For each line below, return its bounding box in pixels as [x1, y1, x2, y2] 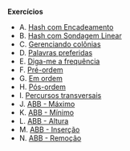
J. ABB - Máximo [18, 100, 75, 108]
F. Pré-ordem [18, 65, 63, 75]
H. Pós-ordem [18, 82, 66, 92]
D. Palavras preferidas [18, 48, 93, 57]
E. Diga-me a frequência [18, 56, 100, 66]
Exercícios [7, 7, 43, 16]
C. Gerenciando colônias [18, 39, 101, 49]
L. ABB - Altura [18, 116, 69, 125]
